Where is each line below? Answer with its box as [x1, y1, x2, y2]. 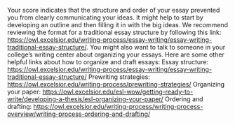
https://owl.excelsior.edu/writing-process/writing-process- [33, 103, 203, 110]
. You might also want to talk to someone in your [86, 43, 226, 51]
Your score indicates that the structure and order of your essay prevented [7, 6, 220, 14]
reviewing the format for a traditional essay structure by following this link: [7, 28, 222, 36]
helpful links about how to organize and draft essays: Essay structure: [7, 58, 209, 66]
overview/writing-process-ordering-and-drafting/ [7, 110, 151, 118]
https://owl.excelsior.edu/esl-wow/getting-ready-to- [42, 87, 194, 96]
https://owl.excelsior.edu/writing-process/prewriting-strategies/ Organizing [7, 80, 225, 88]
